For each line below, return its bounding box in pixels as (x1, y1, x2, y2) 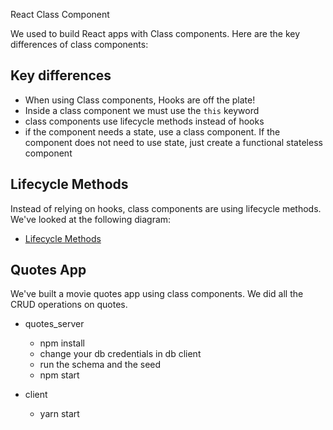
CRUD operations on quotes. (10, 299, 128, 311)
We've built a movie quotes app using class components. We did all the (10, 288, 304, 300)
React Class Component (10, 9, 110, 20)
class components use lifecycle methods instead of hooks (24, 115, 265, 127)
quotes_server (24, 318, 85, 330)
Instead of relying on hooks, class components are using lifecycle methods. (10, 202, 322, 214)
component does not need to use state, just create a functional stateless (24, 136, 323, 148)
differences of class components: (10, 39, 149, 50)
